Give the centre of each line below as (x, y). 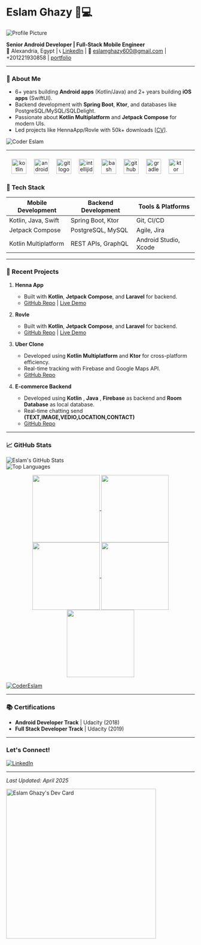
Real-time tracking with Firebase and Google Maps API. (92, 368)
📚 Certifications (31, 707)
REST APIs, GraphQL (100, 244)
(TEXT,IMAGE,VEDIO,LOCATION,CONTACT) (79, 417)
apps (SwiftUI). (33, 98)
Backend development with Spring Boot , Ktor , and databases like (96, 105)
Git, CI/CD (150, 221)
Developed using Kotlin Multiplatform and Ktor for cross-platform (105, 355)
